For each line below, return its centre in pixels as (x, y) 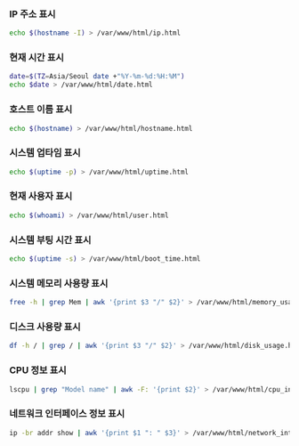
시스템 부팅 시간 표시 (50, 239)
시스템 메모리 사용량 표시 (59, 283)
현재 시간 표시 (37, 58)
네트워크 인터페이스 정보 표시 (67, 414)
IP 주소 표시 (32, 13)
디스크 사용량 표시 (45, 327)
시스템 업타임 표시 (45, 153)
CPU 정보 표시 (38, 370)
